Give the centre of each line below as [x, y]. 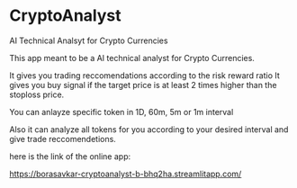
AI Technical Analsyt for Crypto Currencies [89, 40]
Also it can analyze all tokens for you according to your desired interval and [149, 129]
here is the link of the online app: [70, 156]
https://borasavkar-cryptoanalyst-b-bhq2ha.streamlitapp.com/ [126, 174]
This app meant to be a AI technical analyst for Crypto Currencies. [132, 58]
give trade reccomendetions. [63, 139]
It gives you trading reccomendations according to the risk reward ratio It [145, 75]
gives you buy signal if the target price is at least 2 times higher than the [143, 85]
